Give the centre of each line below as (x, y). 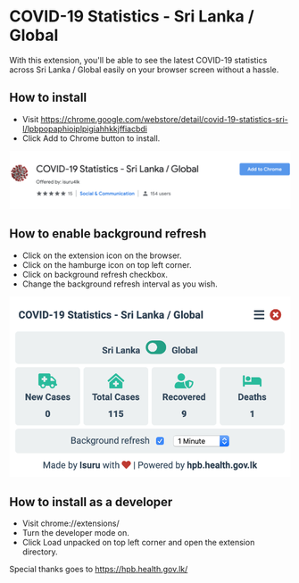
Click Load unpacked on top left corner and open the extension (138, 543)
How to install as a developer (91, 502)
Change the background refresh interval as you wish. (120, 284)
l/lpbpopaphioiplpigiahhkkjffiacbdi (85, 129)
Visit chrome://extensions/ (71, 523)
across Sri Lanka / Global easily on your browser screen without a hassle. (144, 70)
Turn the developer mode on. (75, 533)
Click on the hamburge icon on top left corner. (107, 264)
